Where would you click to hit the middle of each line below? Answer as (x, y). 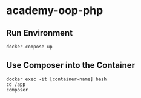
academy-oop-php (55, 11)
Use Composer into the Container (70, 65)
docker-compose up (29, 47)
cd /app (16, 84)
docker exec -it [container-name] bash (57, 79)
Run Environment (40, 33)
